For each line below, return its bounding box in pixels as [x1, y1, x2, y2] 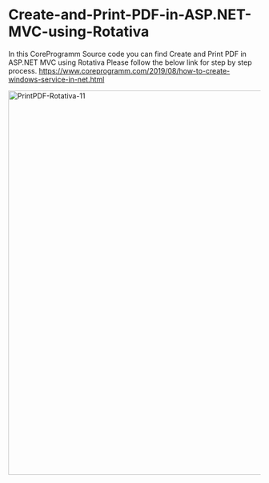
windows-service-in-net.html [8, 74, 105, 84]
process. [8, 66, 38, 75]
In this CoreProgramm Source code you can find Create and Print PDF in [8, 49, 247, 58]
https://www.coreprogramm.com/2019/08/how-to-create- [38, 66, 231, 75]
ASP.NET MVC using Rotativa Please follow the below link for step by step [8, 58, 252, 67]
